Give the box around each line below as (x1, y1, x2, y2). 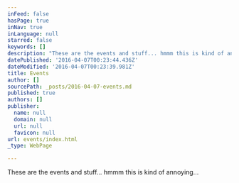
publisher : (7, 103, 40, 110)
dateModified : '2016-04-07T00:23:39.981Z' (7, 63, 135, 70)
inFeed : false (7, 10, 50, 18)
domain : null (14, 116, 53, 123)
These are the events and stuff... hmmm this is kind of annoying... (7, 168, 199, 177)
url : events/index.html (7, 135, 78, 143)
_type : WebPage (7, 143, 53, 150)
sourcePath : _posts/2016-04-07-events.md (7, 83, 132, 90)
